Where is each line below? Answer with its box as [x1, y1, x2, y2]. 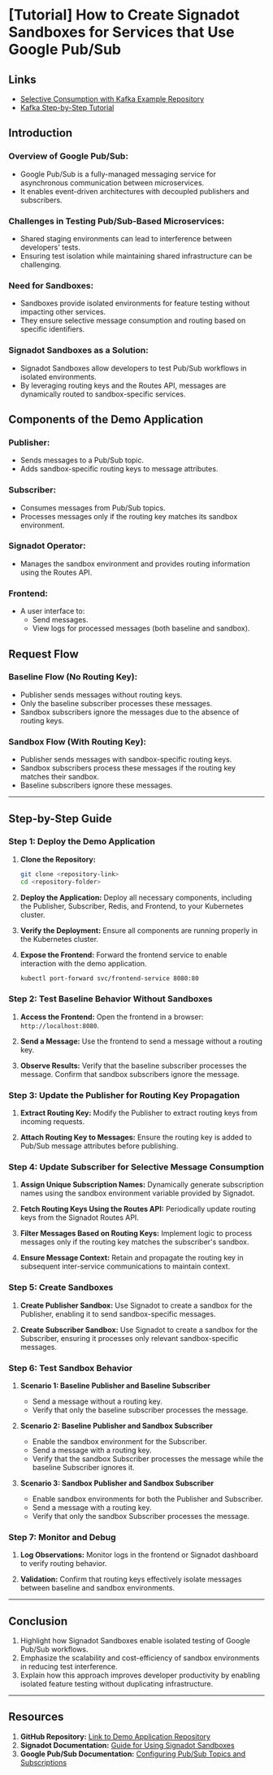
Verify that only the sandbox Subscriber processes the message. [32, 1511, 250, 1521]
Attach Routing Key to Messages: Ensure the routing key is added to [19, 1132, 252, 1143]
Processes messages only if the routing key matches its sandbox [19, 511, 238, 521]
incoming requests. [19, 1117, 85, 1126]
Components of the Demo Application [8, 412, 204, 426]
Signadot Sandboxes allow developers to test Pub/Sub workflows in [19, 363, 247, 373]
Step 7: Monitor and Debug [8, 1531, 116, 1543]
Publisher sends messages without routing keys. [19, 689, 183, 700]
